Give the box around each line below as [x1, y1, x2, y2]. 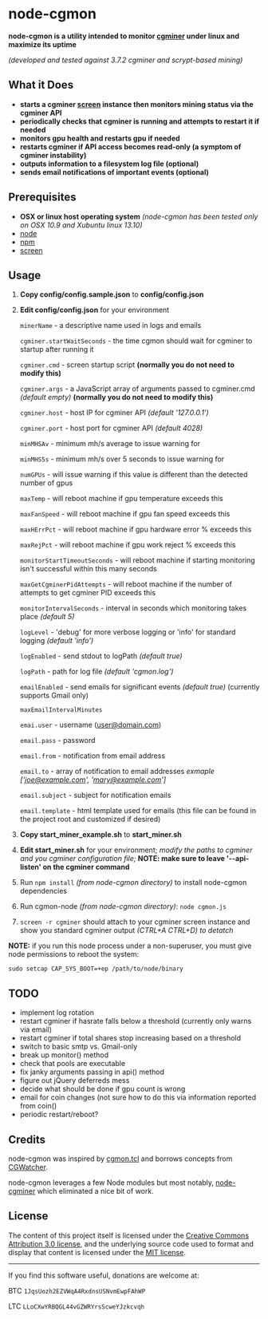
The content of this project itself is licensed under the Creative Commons [8, 1230, 250, 1240]
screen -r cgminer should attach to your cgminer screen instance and [19, 917, 250, 926]
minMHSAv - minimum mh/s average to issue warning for [19, 439, 201, 448]
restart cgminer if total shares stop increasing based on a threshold [19, 1033, 242, 1043]
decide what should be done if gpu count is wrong [19, 1084, 186, 1094]
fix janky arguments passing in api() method [19, 1067, 165, 1077]
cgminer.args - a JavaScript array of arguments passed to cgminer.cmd [19, 384, 255, 393]
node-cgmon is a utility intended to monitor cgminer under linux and [8, 31, 239, 41]
